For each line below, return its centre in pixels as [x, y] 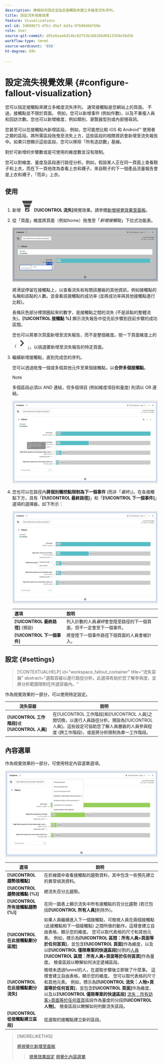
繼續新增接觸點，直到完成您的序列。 [48, 357]
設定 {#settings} [30, 660]
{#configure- [102, 82]
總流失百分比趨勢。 [63, 891]
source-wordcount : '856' [30, 46]
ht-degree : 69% [20, 51]
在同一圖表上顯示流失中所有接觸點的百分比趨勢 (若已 [96, 904]
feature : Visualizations [30, 20]
